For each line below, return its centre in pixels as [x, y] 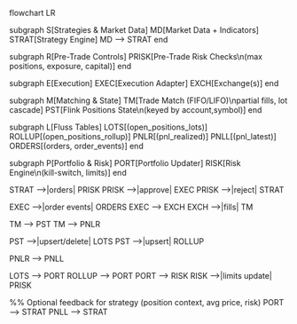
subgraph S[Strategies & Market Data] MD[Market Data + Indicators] [134, 30]
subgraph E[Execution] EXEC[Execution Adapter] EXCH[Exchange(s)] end [144, 83]
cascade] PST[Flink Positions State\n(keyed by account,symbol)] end [136, 110]
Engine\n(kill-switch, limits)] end [68, 173]
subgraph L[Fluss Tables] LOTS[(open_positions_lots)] [109, 127]
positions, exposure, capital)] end [70, 66]
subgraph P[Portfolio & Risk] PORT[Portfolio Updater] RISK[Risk [125, 163]
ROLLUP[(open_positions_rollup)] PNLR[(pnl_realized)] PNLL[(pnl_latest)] [143, 136]
